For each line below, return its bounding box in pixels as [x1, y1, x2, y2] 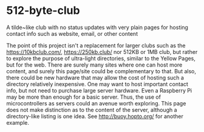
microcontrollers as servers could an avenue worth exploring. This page [6, 99, 186, 107]
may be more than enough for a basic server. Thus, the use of [6, 93, 161, 101]
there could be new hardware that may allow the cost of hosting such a [6, 74, 184, 81]
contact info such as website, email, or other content [6, 30, 138, 37]
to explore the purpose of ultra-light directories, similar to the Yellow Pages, [6, 54, 196, 62]
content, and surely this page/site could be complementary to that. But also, [6, 67, 196, 74]
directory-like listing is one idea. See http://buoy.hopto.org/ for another [6, 113, 183, 120]
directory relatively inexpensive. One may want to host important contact [6, 80, 188, 88]
